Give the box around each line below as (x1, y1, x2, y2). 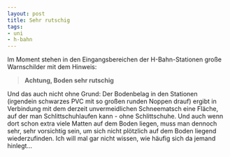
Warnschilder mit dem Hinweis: (7, 63, 97, 71)
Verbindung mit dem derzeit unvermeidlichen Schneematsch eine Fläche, (7, 105, 219, 113)
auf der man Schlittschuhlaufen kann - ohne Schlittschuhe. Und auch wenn (7, 112, 224, 121)
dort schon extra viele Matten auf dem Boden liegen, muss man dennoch (7, 119, 217, 128)
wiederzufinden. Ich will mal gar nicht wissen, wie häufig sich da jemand (7, 134, 216, 143)
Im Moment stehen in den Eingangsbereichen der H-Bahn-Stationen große (7, 55, 222, 63)
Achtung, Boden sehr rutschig (24, 76, 114, 84)
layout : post (7, 10, 45, 17)
